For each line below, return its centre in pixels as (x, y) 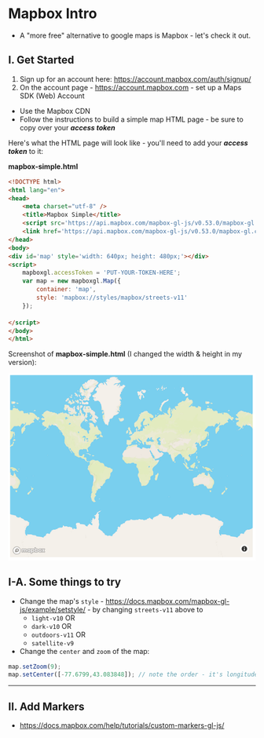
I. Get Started (41, 60)
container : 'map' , (66, 290)
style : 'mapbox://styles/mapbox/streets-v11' (112, 298)
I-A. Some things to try (65, 582)
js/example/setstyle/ (53, 609)
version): (22, 363)
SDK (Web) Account (52, 96)
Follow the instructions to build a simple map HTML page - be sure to (131, 119)
